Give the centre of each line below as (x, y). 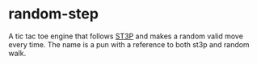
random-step (54, 14)
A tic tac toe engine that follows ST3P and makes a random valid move (126, 36)
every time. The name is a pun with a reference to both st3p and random (129, 44)
